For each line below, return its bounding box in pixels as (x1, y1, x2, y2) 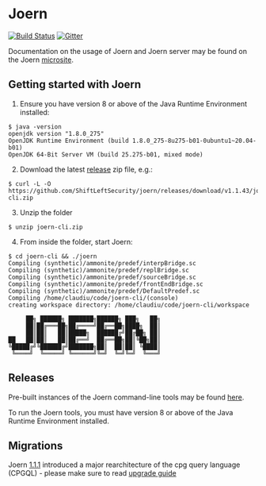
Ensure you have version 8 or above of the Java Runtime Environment (19, 98, 248, 108)
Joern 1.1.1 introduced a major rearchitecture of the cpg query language (8, 460, 241, 469)
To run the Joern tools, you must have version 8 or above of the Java (8, 407, 234, 417)
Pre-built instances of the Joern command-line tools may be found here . (8, 392, 245, 402)
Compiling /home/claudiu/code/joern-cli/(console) (8, 294, 179, 302)
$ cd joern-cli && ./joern (8, 252, 97, 260)
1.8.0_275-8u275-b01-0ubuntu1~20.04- (131, 137, 257, 145)
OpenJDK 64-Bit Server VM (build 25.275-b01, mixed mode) (8, 150, 203, 159)
